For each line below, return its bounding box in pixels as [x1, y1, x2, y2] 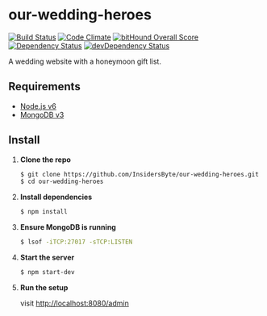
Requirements [8, 80, 81, 94]
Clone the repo [19, 155, 71, 164]
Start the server [19, 252, 75, 263]
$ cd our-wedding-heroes [19, 177, 104, 186]
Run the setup [19, 282, 69, 292]
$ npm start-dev [19, 268, 75, 276]
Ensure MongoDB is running [19, 222, 117, 232]
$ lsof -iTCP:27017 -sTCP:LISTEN [19, 238, 133, 247]
